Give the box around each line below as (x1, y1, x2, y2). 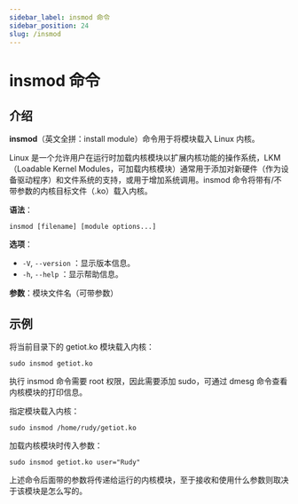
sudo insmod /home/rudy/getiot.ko (9, 423, 137, 433)
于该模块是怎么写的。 (9, 485, 87, 497)
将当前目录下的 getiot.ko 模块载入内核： (9, 342, 155, 352)
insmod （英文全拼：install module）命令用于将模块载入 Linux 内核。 (9, 134, 260, 145)
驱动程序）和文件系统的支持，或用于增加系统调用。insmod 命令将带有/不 (16, 175, 282, 185)
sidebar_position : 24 (9, 21, 90, 30)
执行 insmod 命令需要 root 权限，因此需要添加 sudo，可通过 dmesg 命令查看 (9, 376, 288, 387)
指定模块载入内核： (9, 406, 80, 417)
